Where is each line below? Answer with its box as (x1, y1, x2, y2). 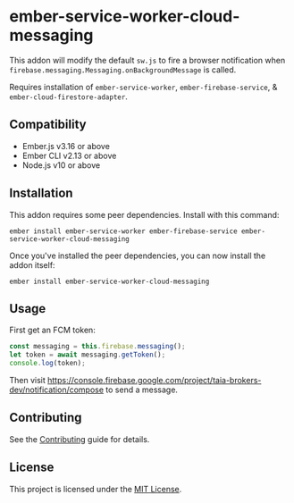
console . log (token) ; (9, 359, 87, 368)
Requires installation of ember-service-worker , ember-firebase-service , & (9, 81, 278, 92)
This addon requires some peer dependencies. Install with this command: (9, 209, 280, 220)
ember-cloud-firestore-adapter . (9, 91, 128, 102)
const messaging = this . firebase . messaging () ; (9, 342, 186, 351)
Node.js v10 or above (21, 159, 101, 171)
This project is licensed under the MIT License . (9, 483, 182, 494)
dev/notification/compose (9, 384, 105, 395)
